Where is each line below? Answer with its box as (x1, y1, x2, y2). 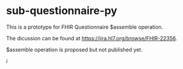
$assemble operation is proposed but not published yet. (6, 46, 143, 53)
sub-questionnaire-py (6, 4, 117, 18)
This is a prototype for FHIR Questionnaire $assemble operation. (6, 23, 163, 30)
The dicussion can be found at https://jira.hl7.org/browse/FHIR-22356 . (6, 34, 178, 42)
